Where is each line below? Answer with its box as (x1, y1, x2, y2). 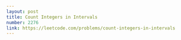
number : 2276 (6, 19, 39, 25)
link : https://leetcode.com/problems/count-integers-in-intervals (6, 25, 176, 31)
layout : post (6, 8, 39, 15)
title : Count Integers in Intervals (6, 14, 98, 20)
